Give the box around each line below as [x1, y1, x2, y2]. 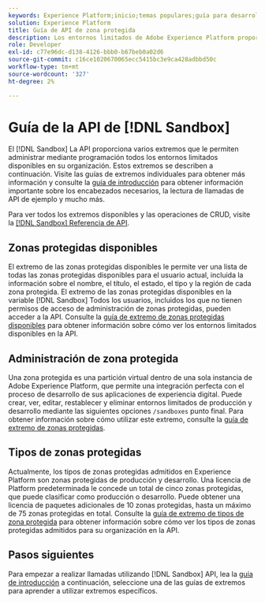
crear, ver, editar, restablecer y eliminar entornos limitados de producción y [8, 398, 252, 408]
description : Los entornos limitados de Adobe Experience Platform [8, 33, 235, 42]
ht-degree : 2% [8, 77, 55, 85]
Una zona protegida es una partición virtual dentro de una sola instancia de [8, 373, 252, 382]
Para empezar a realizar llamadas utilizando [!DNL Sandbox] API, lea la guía [8, 569, 254, 579]
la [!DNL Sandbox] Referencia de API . [8, 218, 130, 228]
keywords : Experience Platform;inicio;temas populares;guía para [8, 11, 227, 20]
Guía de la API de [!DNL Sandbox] [8, 118, 230, 136]
